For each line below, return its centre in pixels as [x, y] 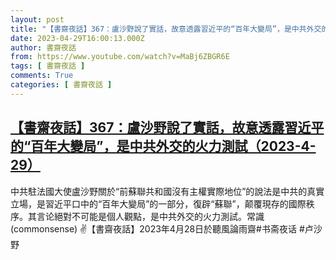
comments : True [42, 76]
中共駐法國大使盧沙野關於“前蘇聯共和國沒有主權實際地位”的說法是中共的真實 [167, 191]
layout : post [37, 19]
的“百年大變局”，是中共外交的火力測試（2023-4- [163, 146]
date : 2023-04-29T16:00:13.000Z [77, 38]
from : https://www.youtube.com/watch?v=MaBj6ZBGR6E [120, 57]
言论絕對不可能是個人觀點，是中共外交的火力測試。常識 [150, 216]
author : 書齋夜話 [43, 47]
